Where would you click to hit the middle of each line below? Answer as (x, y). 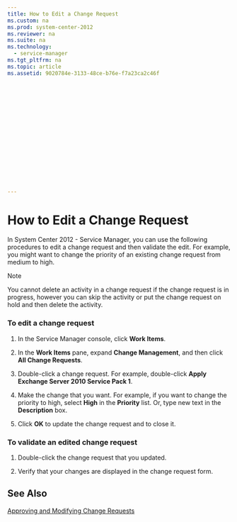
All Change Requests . (50, 360)
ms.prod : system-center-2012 (50, 27)
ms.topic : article (34, 67)
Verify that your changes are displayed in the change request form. (115, 472)
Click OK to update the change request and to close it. (97, 423)
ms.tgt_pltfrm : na (34, 60)
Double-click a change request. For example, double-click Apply (112, 374)
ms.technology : (30, 47)
